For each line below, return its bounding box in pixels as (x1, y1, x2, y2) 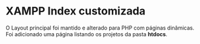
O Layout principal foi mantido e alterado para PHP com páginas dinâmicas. (5, 24, 195, 31)
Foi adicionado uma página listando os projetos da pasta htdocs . (5, 30, 168, 37)
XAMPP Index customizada (5, 4, 146, 18)
